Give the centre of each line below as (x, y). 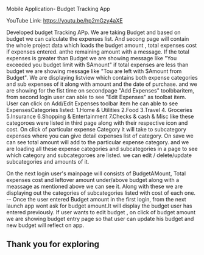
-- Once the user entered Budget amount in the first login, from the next (97, 199)
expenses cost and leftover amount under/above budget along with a (93, 180)
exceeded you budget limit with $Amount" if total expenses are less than (97, 65)
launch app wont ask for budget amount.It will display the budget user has (100, 206)
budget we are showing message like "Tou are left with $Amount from (94, 71)
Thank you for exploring (53, 244)
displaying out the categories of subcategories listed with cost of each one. (101, 193)
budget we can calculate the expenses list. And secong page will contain (98, 39)
